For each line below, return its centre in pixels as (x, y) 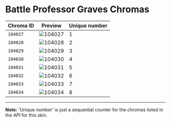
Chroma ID (21, 26)
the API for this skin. (26, 115)
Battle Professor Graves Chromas (77, 9)
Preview (52, 26)
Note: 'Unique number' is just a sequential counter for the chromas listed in (84, 109)
